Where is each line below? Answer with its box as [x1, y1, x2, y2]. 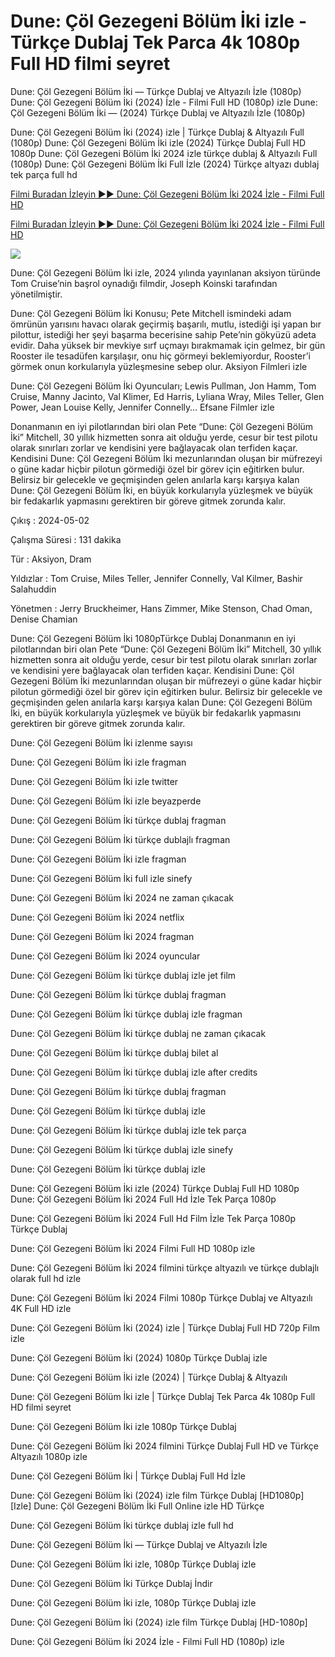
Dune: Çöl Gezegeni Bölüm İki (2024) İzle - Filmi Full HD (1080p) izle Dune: [10, 96, 318, 108]
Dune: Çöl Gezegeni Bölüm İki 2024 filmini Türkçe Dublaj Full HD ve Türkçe [10, 1440, 319, 1452]
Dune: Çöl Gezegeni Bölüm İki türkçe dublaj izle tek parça [10, 1124, 247, 1136]
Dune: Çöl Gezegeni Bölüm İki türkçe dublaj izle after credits [10, 1066, 258, 1078]
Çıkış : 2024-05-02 [10, 514, 90, 526]
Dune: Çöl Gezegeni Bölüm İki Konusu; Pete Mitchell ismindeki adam [10, 307, 292, 319]
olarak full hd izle [10, 1272, 82, 1284]
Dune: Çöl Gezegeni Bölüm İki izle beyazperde [10, 795, 202, 807]
